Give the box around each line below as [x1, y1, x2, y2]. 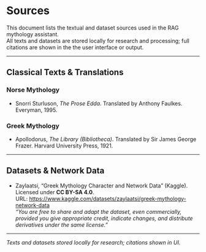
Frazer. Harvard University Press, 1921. [15, 142, 113, 149]
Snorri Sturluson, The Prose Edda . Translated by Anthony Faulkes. [15, 100, 183, 107]
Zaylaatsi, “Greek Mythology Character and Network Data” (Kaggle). [15, 182, 188, 189]
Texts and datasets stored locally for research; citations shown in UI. [6, 238, 181, 246]
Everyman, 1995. [15, 106, 58, 114]
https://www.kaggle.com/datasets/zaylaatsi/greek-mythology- [29, 195, 187, 202]
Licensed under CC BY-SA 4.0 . [15, 188, 94, 195]
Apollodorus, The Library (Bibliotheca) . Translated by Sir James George [15, 135, 197, 143]
